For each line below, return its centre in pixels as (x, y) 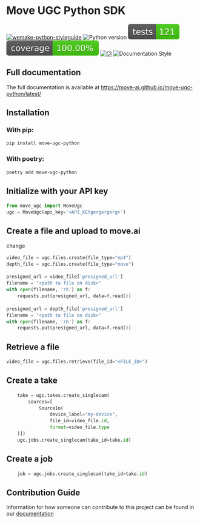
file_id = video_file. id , (80, 421)
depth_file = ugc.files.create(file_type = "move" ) (70, 264)
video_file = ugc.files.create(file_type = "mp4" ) (69, 258)
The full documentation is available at (53, 87)
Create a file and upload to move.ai (73, 231)
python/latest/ (24, 93)
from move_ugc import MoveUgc (45, 206)
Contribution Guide (43, 492)
